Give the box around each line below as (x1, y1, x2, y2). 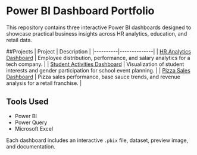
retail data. (6, 36, 33, 43)
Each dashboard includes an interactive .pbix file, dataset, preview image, (6, 137, 189, 144)
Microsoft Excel (14, 125, 54, 132)
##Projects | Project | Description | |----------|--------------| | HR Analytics (6, 48, 192, 55)
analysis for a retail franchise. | (6, 79, 82, 87)
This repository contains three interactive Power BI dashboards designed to (6, 24, 192, 31)
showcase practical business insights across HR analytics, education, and (6, 30, 187, 37)
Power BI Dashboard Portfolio (6, 4, 155, 18)
